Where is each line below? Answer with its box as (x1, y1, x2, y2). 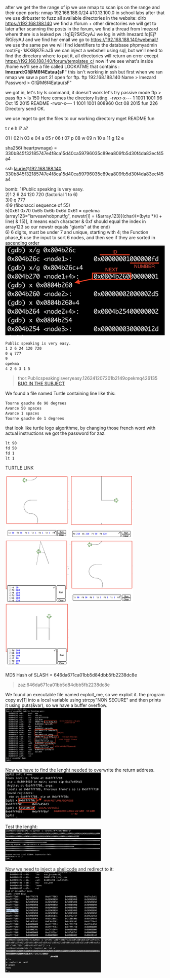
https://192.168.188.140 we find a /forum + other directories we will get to (5, 20, 157, 26)
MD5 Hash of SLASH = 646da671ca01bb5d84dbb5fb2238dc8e (5, 671, 138, 678)
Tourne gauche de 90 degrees (5, 400, 67, 406)
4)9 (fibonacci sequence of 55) (5, 202, 71, 208)
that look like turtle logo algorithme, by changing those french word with (5, 425, 156, 431)
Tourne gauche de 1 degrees (5, 416, 65, 421)
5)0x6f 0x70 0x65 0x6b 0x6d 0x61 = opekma (5, 208, 100, 213)
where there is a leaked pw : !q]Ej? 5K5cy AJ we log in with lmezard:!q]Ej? (5, 31, 157, 37)
